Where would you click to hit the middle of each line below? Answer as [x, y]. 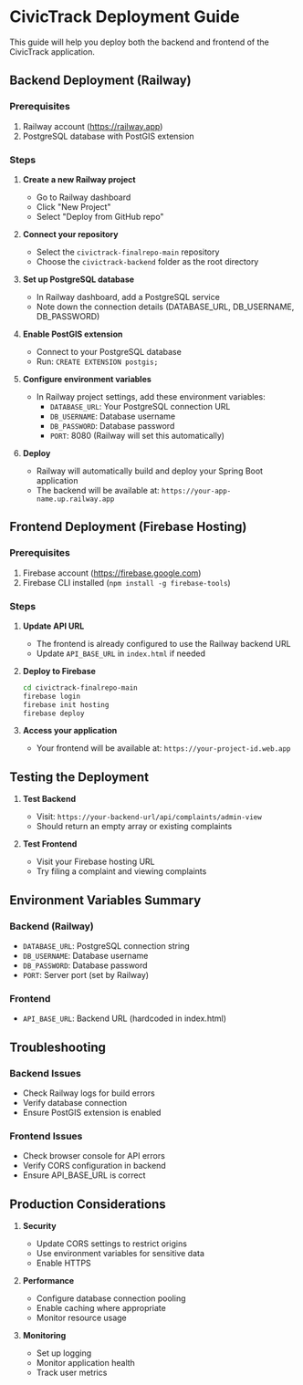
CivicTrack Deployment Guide [125, 17]
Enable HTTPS [63, 1263]
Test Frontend [50, 844]
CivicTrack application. [52, 51]
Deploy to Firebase [59, 671]
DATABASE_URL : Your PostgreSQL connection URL [140, 406]
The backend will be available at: [98, 490]
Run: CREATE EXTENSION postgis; [97, 361]
